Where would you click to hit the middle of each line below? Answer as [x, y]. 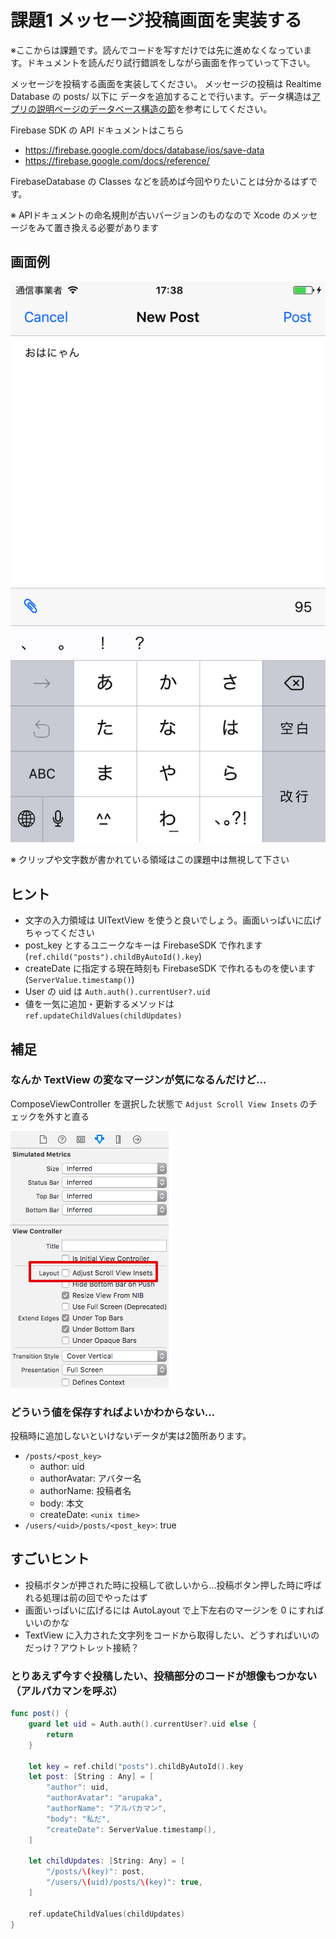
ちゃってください [59, 933]
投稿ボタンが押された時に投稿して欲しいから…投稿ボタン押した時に [164, 1585]
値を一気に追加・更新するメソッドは [99, 1004]
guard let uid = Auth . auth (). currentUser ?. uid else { [142, 1724]
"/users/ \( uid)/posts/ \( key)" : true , [124, 1882]
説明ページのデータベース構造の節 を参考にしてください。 [154, 108]
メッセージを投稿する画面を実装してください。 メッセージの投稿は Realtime [166, 83]
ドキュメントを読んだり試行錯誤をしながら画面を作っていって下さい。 [171, 62]
